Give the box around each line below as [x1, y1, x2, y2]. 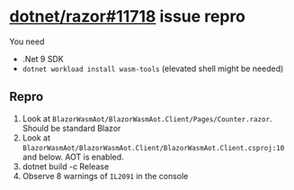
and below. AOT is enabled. [22, 151, 124, 162]
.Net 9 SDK [22, 53, 65, 64]
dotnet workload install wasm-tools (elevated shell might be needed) [22, 63, 284, 74]
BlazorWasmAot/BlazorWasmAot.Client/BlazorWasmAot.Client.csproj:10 [22, 143, 285, 152]
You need [9, 36, 45, 47]
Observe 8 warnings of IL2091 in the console [22, 170, 189, 181]
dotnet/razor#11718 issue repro [9, 6, 245, 27]
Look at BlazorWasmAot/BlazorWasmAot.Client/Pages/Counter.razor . [22, 113, 272, 123]
